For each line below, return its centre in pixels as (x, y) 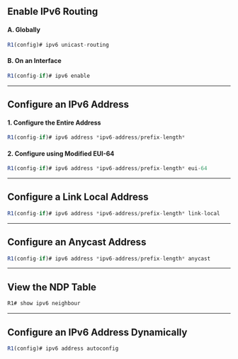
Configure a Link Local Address (78, 197)
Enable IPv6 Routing (53, 12)
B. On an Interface (34, 61)
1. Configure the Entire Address (54, 122)
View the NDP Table (52, 287)
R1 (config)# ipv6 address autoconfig (63, 348)
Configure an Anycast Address (77, 243)
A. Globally (24, 29)
